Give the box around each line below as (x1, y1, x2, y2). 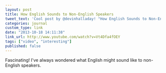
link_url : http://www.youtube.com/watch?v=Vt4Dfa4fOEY (5, 35, 121, 40)
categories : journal (5, 21, 48, 26)
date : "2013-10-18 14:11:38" (5, 30, 65, 35)
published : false (5, 44, 41, 49)
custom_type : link (5, 25, 43, 30)
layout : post (5, 7, 32, 12)
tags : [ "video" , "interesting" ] (5, 39, 72, 44)
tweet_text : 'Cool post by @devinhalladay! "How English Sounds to (5, 16, 147, 21)
